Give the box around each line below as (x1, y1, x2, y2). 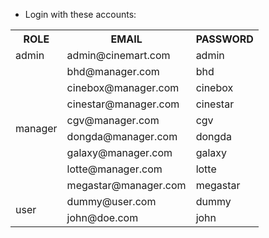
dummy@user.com (66, 195, 157, 208)
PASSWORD (195, 32, 254, 46)
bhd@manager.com (66, 65, 160, 78)
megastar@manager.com (66, 179, 187, 192)
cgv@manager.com (66, 114, 160, 127)
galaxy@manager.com (66, 146, 173, 159)
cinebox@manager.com (66, 81, 180, 94)
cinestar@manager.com (66, 97, 180, 111)
